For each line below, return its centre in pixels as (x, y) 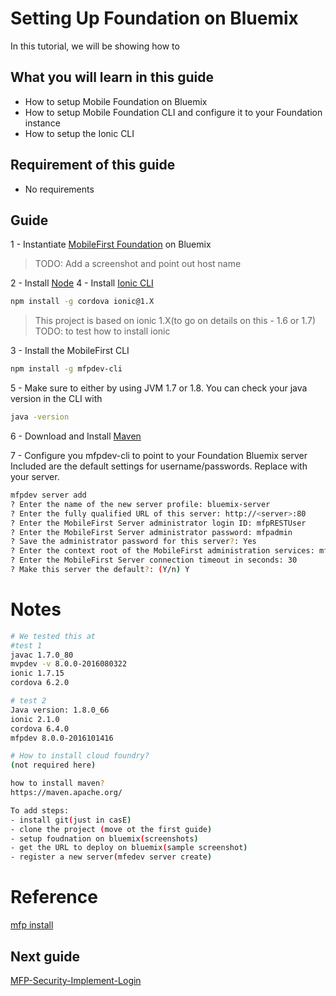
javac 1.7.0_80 (42, 655)
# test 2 (28, 701)
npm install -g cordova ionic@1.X (82, 302)
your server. (35, 476)
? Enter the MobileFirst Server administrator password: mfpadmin (151, 532)
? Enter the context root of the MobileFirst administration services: (162, 551)
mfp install (32, 925)
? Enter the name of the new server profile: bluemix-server (140, 504)
